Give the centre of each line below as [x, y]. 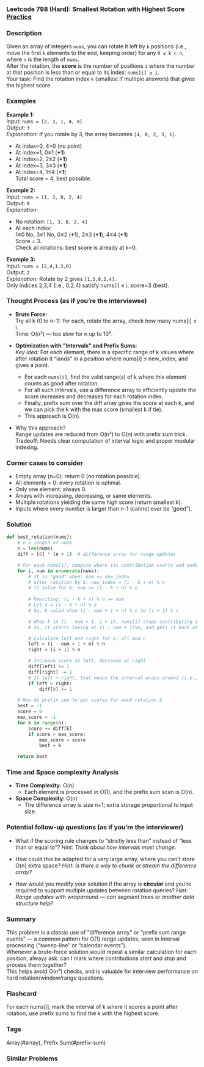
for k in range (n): [42, 723]
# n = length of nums [45, 543]
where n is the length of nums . [43, 59]
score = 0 [30, 712]
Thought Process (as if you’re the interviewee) [77, 301]
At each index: [33, 228]
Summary [21, 919]
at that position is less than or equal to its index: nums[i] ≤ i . [83, 73]
